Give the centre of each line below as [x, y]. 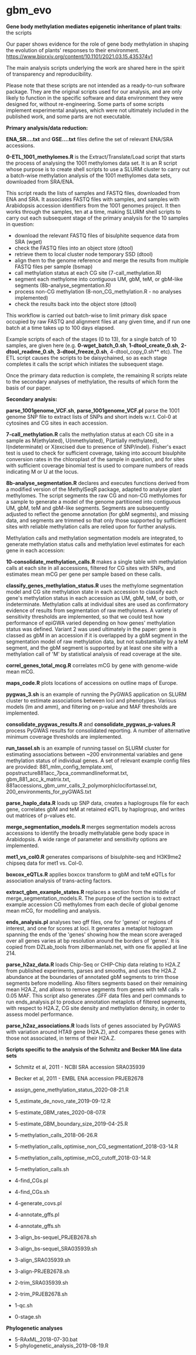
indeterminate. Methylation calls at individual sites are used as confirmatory [97, 604]
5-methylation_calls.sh [42, 1169]
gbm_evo [29, 10]
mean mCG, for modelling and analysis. [54, 910]
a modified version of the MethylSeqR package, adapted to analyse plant [94, 489]
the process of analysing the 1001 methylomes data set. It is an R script [92, 163]
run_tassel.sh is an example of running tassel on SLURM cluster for [88, 748]
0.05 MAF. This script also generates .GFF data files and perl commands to [96, 995]
